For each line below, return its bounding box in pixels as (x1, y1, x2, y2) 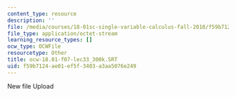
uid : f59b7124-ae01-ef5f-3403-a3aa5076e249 (7, 63, 137, 70)
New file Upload (7, 82, 54, 90)
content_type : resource (7, 10, 77, 18)
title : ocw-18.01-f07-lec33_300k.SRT (7, 56, 118, 63)
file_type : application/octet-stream (7, 30, 118, 37)
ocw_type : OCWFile (7, 43, 61, 50)
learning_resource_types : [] (7, 37, 93, 44)
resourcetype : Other (7, 50, 68, 57)
